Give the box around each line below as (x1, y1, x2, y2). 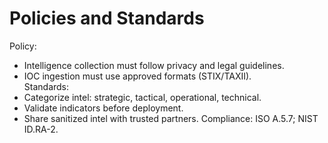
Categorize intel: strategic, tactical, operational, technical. (23, 91, 262, 103)
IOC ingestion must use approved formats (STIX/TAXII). (23, 70, 252, 82)
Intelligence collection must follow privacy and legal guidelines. (23, 59, 285, 71)
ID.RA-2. (23, 123, 59, 135)
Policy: (9, 40, 37, 52)
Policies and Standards (9, 7, 205, 30)
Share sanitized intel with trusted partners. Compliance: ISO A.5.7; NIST (23, 112, 319, 124)
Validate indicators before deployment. (23, 102, 184, 114)
